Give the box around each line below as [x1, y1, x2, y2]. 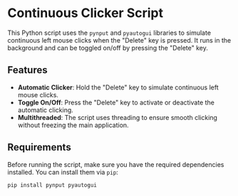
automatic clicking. [17, 105, 73, 114]
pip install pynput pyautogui [7, 181, 98, 189]
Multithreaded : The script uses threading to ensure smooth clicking [17, 113, 217, 121]
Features [7, 64, 48, 76]
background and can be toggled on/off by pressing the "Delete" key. [7, 43, 209, 52]
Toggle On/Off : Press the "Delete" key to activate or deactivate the [17, 98, 215, 107]
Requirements [7, 141, 71, 153]
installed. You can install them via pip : [7, 168, 119, 176]
